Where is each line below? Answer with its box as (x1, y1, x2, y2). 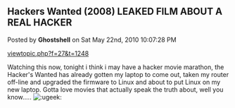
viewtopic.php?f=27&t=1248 (7, 49, 89, 57)
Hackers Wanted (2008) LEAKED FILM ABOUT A (7, 6, 223, 18)
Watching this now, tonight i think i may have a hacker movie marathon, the (7, 63, 224, 71)
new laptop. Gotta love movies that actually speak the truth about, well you (7, 85, 224, 94)
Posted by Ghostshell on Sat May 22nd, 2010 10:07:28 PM (7, 35, 177, 44)
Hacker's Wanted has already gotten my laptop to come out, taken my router (7, 70, 229, 78)
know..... (7, 92, 32, 101)
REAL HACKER (7, 17, 72, 29)
